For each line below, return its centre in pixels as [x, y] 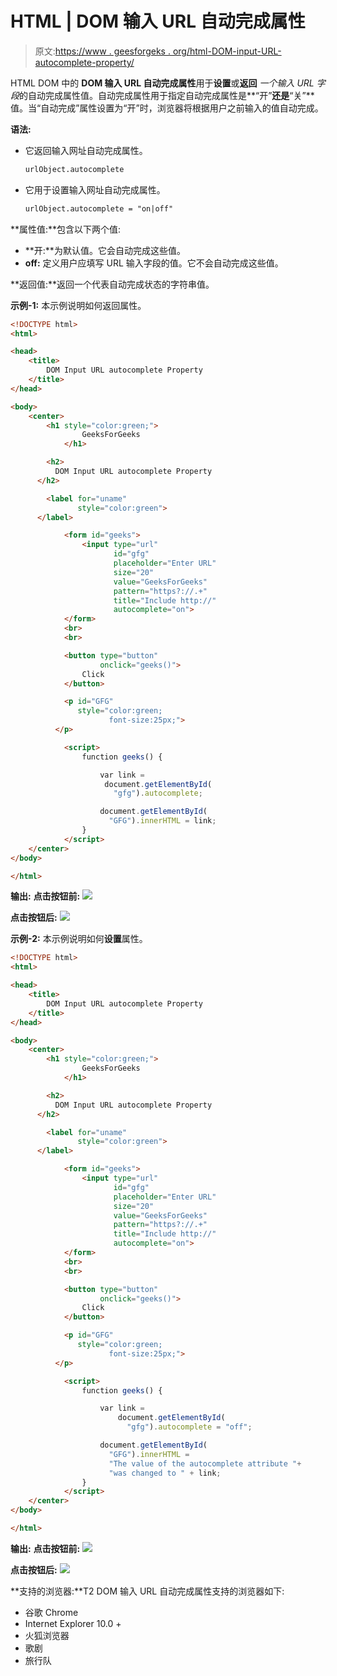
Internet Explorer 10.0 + [73, 1623]
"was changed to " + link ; [165, 1473]
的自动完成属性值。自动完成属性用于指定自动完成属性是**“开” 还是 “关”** [167, 95]
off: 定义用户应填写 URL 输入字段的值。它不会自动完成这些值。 [154, 263]
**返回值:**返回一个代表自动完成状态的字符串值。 [112, 284]
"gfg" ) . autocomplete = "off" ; [189, 1427]
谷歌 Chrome [51, 1612]
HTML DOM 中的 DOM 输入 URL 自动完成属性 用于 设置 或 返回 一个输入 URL [162, 83]
